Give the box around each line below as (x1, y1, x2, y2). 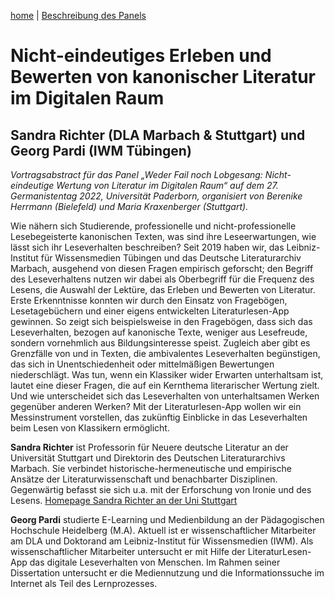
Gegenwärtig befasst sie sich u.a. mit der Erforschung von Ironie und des (10, 484, 312, 495)
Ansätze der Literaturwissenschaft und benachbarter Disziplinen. (10, 473, 278, 485)
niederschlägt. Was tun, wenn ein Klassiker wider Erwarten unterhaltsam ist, (10, 369, 324, 380)
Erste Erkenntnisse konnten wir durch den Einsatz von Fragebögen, (10, 295, 288, 306)
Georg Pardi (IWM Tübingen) (10, 142, 192, 159)
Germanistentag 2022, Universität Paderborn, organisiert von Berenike (10, 190, 303, 202)
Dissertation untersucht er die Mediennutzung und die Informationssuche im (10, 567, 325, 579)
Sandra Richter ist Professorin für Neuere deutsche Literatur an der (10, 441, 289, 453)
